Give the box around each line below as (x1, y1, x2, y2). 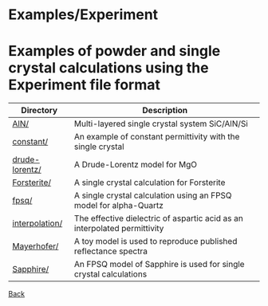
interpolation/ (12, 218, 63, 229)
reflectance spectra (74, 245, 148, 257)
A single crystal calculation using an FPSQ (74, 190, 233, 201)
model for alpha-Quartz (74, 200, 164, 211)
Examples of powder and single (8, 42, 221, 61)
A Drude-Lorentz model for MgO (74, 159, 198, 171)
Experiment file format (8, 76, 161, 94)
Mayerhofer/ (12, 241, 59, 252)
